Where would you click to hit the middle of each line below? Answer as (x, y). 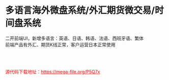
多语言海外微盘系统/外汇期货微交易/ (80, 10)
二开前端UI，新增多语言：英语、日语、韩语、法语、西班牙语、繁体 (75, 38)
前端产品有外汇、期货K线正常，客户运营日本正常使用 (60, 44)
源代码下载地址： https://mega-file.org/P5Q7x (53, 71)
